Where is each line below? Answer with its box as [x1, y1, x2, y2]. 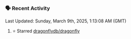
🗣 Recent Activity [5, 4, 50, 11]
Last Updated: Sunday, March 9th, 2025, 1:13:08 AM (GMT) [5, 18, 127, 24]
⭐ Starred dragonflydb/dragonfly [12, 28, 80, 34]
